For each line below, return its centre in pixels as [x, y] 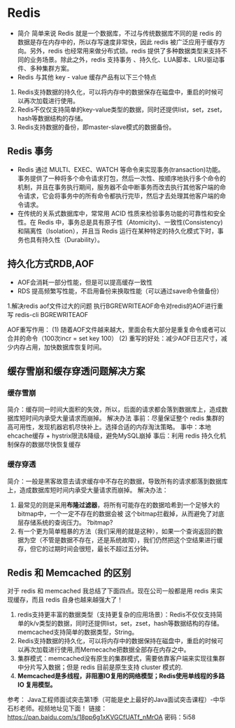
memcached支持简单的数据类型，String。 [78, 632]
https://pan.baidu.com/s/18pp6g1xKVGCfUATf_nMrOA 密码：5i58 [101, 717]
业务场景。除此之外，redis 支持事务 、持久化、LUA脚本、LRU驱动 [124, 59]
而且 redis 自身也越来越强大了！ [77, 600]
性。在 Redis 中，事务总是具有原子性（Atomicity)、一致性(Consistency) [120, 222]
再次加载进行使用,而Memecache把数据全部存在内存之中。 [107, 649]
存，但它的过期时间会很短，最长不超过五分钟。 [85, 548]
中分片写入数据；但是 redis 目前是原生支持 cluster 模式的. [100, 667]
